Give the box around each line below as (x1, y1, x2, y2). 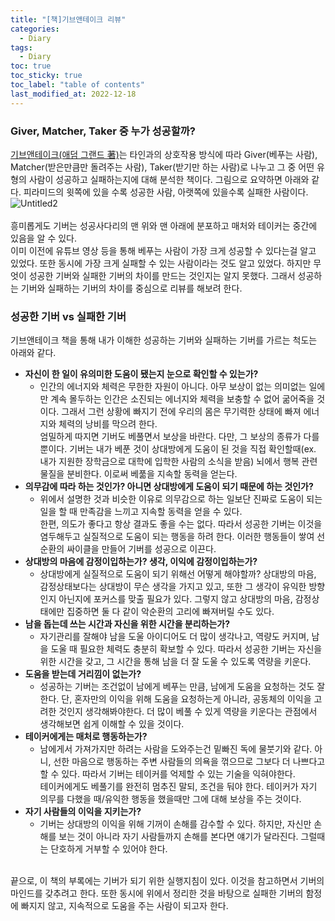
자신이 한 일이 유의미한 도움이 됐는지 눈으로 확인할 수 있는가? (24, 368, 259, 380)
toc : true (10, 61, 52, 71)
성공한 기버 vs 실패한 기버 (10, 309, 127, 323)
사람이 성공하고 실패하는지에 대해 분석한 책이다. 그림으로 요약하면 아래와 (28, 173, 310, 185)
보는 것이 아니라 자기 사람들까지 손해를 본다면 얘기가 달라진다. (58, 831, 299, 843)
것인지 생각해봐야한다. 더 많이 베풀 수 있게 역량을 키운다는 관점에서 (58, 706, 318, 718)
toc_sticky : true (10, 71, 83, 81)
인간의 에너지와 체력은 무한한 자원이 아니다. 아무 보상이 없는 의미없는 (39, 381, 307, 393)
